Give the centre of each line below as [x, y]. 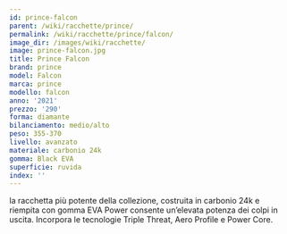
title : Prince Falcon [50, 59]
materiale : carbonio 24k [55, 150]
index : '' [28, 175]
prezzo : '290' [36, 109]
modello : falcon [39, 92]
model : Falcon [36, 76]
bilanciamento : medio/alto [59, 126]
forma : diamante [39, 117]
